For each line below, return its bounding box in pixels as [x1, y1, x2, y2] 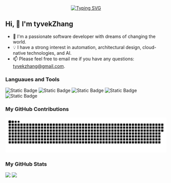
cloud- [142, 44, 157, 50]
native [12, 50, 26, 56]
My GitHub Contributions [5, 106, 69, 113]
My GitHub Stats [5, 161, 47, 168]
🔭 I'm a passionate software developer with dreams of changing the [12, 33, 156, 39]
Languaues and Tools [5, 76, 60, 83]
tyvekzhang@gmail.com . [12, 63, 66, 69]
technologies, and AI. [27, 50, 72, 56]
